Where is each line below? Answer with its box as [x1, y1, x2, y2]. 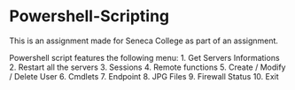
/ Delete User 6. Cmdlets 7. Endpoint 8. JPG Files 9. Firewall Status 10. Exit [9, 71, 279, 81]
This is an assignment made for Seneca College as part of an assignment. [9, 35, 279, 46]
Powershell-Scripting [9, 6, 170, 26]
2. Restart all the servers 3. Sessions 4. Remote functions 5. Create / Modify [9, 62, 286, 72]
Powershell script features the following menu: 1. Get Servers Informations [9, 52, 281, 63]
